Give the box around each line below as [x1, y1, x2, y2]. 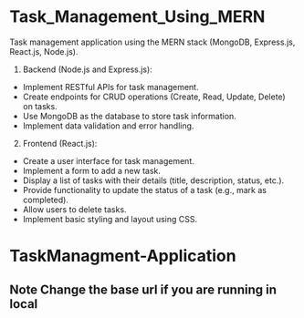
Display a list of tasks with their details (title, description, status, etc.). [22, 175, 285, 186]
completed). [22, 194, 68, 205]
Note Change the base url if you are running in [9, 282, 277, 297]
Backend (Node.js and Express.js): [22, 64, 152, 75]
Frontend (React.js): [22, 138, 98, 149]
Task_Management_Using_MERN [9, 6, 266, 27]
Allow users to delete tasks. [22, 203, 127, 215]
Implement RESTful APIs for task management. [22, 81, 199, 92]
